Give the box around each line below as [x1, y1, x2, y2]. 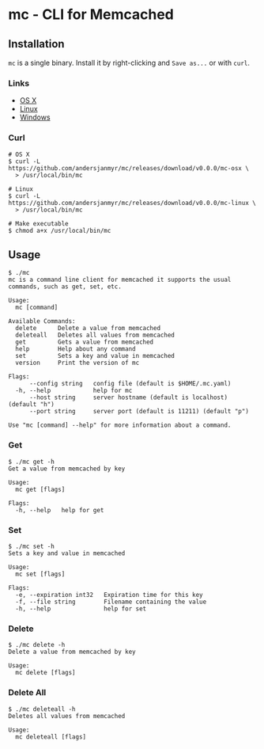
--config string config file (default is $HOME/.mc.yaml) [28, 380, 232, 388]
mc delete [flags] [15, 669, 77, 677]
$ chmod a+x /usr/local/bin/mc [8, 226, 111, 234]
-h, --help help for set [15, 605, 147, 613]
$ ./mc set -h [8, 542, 55, 550]
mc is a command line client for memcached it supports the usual [8, 276, 232, 284]
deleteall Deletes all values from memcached [15, 331, 175, 340]
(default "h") [8, 401, 55, 409]
